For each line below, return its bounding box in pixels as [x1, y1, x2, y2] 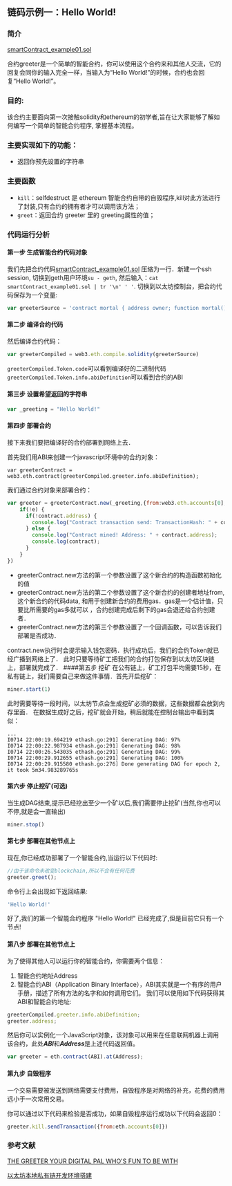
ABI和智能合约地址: [17, 997, 72, 1006]
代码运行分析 [7, 230, 50, 239]
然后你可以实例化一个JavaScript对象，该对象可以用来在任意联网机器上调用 [7, 1031, 220, 1039]
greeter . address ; [7, 1017, 57, 1025]
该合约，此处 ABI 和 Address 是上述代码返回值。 [7, 1039, 139, 1048]
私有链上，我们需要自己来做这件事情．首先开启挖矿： [7, 671, 159, 680]
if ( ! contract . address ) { [25, 512, 97, 519]
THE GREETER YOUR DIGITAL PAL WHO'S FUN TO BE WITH [7, 1157, 178, 1165]
